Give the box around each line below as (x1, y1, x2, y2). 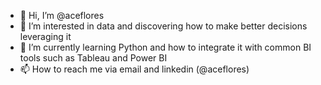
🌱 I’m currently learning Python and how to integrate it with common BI (19, 41, 312, 53)
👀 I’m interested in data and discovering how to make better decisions (19, 20, 308, 32)
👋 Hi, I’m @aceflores (19, 10, 105, 21)
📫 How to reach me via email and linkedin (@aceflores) (19, 63, 250, 75)
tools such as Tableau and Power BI (19, 52, 168, 64)
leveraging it (19, 31, 72, 42)
